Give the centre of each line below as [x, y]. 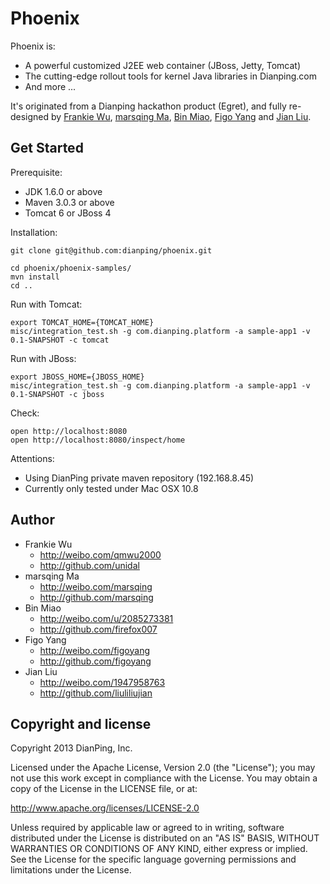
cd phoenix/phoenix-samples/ [71, 268]
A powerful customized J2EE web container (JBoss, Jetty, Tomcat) [162, 65]
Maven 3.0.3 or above [69, 202]
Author [32, 520]
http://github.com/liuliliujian [96, 693]
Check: [25, 413]
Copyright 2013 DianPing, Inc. [71, 748]
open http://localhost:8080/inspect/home [98, 440]
